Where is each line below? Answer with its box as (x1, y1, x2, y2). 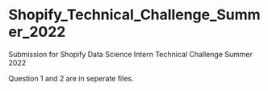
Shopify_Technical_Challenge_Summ (8, 6, 261, 24)
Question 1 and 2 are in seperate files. (8, 73, 134, 83)
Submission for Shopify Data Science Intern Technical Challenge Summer (8, 49, 253, 59)
